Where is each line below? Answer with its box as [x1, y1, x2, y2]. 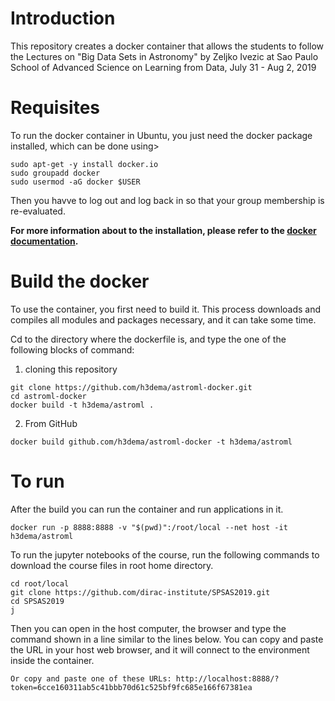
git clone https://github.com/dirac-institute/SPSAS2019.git [10, 587, 271, 597]
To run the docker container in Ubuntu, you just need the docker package [10, 129, 313, 141]
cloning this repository [24, 363, 118, 375]
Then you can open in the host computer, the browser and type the [10, 622, 287, 634]
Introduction [10, 7, 116, 30]
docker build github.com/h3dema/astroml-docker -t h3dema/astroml [10, 437, 293, 447]
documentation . [10, 235, 79, 247]
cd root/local [10, 578, 70, 589]
